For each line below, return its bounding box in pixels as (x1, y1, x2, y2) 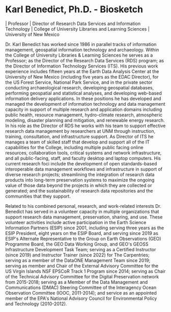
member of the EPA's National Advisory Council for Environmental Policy (5, 295, 157, 301)
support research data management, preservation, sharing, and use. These (5, 213, 163, 220)
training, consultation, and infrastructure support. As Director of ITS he (5, 133, 154, 139)
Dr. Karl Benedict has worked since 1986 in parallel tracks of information (5, 41, 157, 47)
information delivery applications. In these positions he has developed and (5, 95, 161, 102)
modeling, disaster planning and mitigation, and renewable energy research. (5, 117, 165, 123)
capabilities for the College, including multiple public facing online (5, 144, 144, 150)
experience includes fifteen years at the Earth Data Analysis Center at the (5, 68, 159, 75)
